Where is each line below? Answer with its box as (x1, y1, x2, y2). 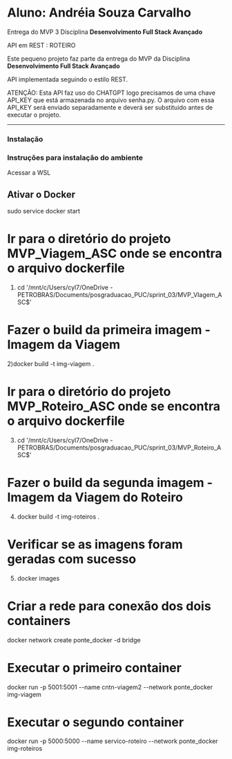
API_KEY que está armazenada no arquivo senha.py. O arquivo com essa (7, 95, 215, 104)
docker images (17, 574, 60, 582)
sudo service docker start (7, 206, 81, 215)
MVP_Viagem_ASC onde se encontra (7, 246, 222, 262)
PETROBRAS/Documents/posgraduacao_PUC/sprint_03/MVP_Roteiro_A (17, 443, 222, 452)
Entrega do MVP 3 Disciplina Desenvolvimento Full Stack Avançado (7, 28, 202, 36)
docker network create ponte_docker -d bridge (7, 635, 141, 644)
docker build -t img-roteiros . (17, 512, 100, 521)
